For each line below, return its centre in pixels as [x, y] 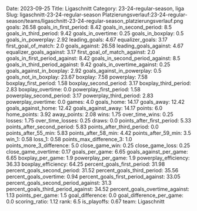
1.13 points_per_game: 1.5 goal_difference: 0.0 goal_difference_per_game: [95, 195]
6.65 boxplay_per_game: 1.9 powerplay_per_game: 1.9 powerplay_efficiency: [98, 158]
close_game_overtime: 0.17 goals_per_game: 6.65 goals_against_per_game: [97, 152]
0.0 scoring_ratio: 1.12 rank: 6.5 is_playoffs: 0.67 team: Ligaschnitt [85, 201]
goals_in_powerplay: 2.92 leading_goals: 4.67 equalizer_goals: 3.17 [87, 40]
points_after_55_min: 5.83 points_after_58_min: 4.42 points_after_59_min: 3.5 [98, 133]
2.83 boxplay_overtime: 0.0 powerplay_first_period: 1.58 [74, 89]
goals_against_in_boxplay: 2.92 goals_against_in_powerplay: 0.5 [84, 71]
